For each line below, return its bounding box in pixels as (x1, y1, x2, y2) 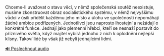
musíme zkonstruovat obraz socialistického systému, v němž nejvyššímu (5, 9, 154, 15)
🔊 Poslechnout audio (5, 46, 50, 52)
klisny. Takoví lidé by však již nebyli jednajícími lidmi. (5, 36, 112, 42)
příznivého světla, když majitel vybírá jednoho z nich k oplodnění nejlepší (5, 31, 154, 36)
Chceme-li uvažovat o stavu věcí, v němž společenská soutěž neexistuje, (5, 4, 155, 10)
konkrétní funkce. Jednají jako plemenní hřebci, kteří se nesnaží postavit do (5, 25, 159, 31)
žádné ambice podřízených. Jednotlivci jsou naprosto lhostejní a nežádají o (5, 20, 159, 26)
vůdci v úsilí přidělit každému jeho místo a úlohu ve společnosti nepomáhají (5, 15, 159, 20)
